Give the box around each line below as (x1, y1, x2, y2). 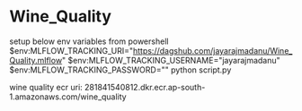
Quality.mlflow (9, 55, 63, 65)
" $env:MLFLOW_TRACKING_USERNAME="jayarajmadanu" (61, 55, 280, 65)
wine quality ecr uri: (9, 81, 83, 92)
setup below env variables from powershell (9, 36, 169, 47)
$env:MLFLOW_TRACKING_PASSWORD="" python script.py (9, 64, 232, 75)
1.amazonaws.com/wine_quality (9, 91, 128, 102)
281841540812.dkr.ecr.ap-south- (84, 81, 206, 92)
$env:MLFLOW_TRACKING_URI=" (9, 45, 133, 55)
